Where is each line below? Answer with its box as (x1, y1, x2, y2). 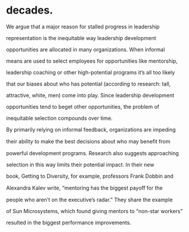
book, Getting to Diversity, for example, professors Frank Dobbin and (6, 172, 174, 179)
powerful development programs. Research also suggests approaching (6, 149, 179, 156)
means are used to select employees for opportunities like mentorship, (6, 57, 178, 64)
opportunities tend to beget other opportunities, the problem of (6, 103, 159, 110)
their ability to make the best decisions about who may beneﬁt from (6, 138, 171, 145)
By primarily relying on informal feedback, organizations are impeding (6, 126, 176, 133)
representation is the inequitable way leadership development (6, 34, 157, 41)
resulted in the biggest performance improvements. (6, 219, 132, 226)
